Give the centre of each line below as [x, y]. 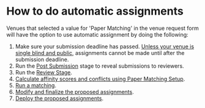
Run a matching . [36, 85]
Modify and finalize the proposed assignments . [74, 92]
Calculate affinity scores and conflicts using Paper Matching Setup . [100, 79]
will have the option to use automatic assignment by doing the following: [97, 34]
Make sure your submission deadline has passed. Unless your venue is [105, 46]
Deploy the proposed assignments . [59, 98]
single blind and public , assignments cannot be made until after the [100, 52]
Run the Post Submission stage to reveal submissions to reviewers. [100, 66]
